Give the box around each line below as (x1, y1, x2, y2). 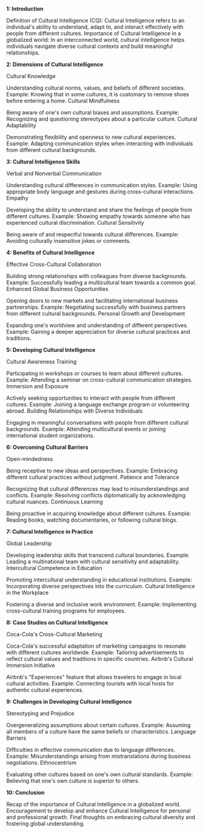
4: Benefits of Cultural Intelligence (6, 249, 95, 256)
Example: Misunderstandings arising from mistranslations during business (6, 752, 191, 760)
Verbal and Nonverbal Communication (6, 170, 102, 177)
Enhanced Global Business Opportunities (6, 285, 109, 293)
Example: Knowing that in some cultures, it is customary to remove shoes (6, 91, 190, 98)
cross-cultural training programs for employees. (6, 607, 126, 614)
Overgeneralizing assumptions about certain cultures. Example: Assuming (6, 722, 191, 729)
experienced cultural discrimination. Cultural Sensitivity (6, 219, 144, 226)
